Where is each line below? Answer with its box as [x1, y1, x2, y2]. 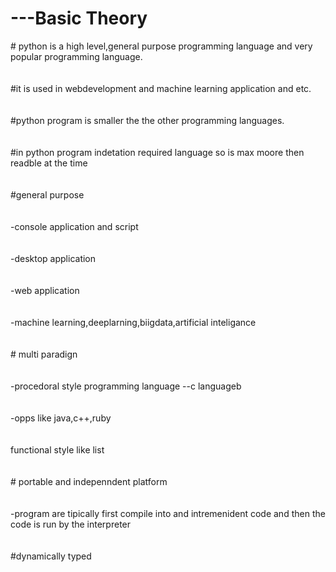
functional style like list [10, 443, 105, 456]
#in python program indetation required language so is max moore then [10, 146, 305, 158]
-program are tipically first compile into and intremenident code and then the [10, 507, 326, 519]
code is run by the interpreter [10, 518, 132, 530]
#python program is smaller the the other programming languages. [10, 114, 285, 126]
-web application [10, 284, 80, 296]
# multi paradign [10, 348, 78, 360]
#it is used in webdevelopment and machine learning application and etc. [10, 82, 312, 94]
